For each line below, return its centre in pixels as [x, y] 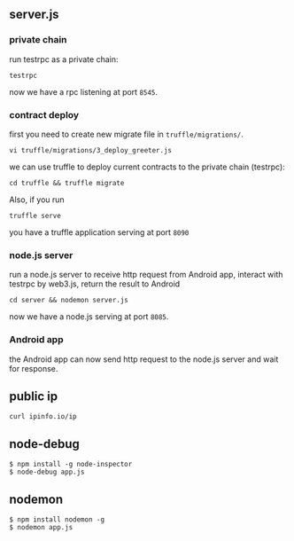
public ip [34, 396]
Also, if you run [37, 200]
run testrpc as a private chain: [64, 59]
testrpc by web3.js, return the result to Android [95, 284]
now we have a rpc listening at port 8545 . [83, 91]
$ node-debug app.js [47, 472]
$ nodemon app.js [41, 528]
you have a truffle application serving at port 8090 [99, 232]
